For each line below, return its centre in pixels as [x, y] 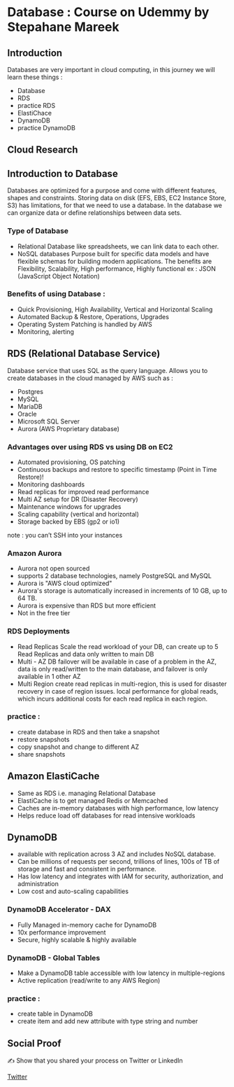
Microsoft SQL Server [49, 421]
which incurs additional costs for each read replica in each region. [112, 699]
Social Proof [34, 1043]
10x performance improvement [61, 932]
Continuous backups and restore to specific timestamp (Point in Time [117, 469]
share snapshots [41, 754]
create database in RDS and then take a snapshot [88, 731]
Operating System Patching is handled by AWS [85, 324]
